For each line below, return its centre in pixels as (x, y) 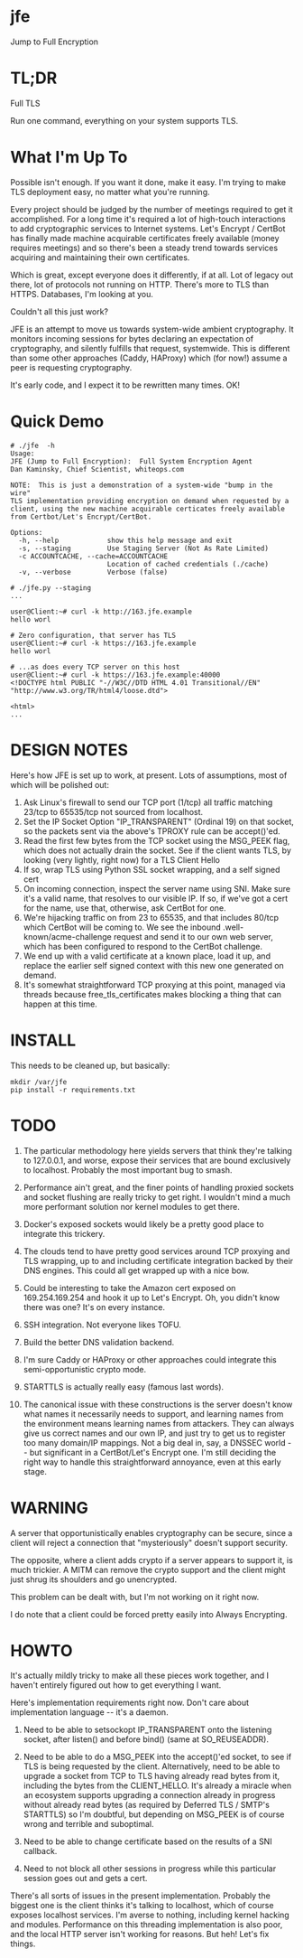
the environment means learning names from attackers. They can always (159, 1423)
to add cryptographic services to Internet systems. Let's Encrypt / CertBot (148, 229)
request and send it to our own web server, (193, 936)
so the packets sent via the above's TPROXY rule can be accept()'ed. (151, 831)
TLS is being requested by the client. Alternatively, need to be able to (151, 1766)
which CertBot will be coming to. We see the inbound (122, 927)
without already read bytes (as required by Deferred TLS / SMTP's (146, 1805)
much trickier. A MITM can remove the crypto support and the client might (148, 1569)
